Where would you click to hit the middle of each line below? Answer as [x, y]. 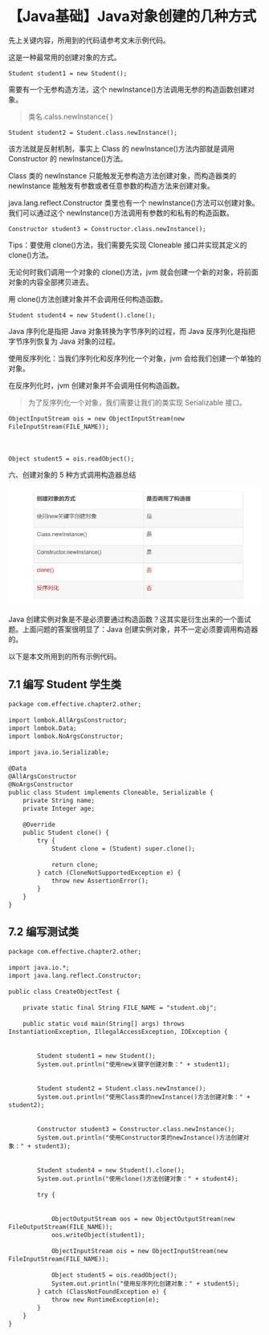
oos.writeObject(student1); [98, 1235]
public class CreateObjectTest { [64, 991]
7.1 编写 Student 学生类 [65, 684]
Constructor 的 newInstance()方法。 [68, 158]
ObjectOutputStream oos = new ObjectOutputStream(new [143, 1219]
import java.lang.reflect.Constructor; [75, 975]
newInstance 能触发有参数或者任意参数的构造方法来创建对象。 [111, 185]
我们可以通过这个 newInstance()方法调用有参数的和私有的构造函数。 [121, 213]
